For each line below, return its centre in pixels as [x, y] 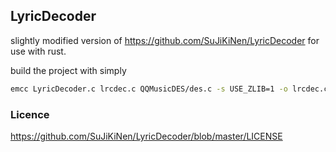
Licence [30, 114]
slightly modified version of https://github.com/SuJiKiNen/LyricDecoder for [165, 40]
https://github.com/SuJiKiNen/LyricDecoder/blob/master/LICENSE [146, 136]
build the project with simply [68, 70]
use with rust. [38, 51]
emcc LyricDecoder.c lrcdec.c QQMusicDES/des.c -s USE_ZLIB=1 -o [149, 89]
